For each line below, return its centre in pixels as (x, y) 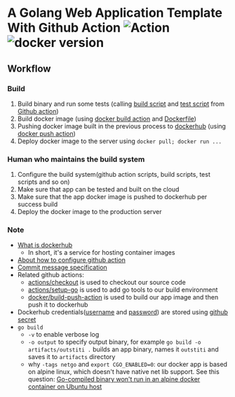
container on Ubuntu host (65, 386)
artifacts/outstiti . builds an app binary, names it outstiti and (123, 349)
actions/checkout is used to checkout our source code (107, 283)
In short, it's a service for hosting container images (101, 253)
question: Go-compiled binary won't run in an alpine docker (114, 379)
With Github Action (64, 28)
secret (27, 320)
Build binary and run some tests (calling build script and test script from (121, 104)
